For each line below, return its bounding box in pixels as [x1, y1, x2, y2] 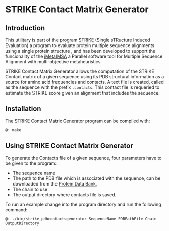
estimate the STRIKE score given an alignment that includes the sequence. [5, 90, 160, 96]
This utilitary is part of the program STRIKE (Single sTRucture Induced [5, 37, 150, 43]
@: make [5, 127, 22, 132]
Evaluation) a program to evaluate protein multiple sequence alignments [5, 42, 155, 49]
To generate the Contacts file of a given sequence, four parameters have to [5, 155, 162, 161]
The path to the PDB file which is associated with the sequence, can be [12, 175, 161, 181]
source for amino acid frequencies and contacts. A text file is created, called [5, 79, 164, 85]
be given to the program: [5, 160, 57, 166]
